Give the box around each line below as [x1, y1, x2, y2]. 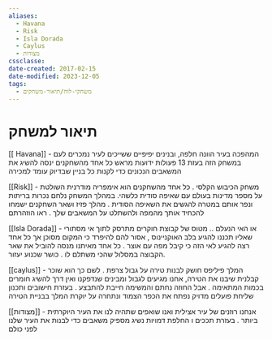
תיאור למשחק [8, 123, 97, 140]
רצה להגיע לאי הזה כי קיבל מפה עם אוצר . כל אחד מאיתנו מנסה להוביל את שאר [8, 241, 250, 251]
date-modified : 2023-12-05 [8, 72, 100, 80]
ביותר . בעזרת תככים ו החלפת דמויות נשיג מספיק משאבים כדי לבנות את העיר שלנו [8, 316, 258, 325]
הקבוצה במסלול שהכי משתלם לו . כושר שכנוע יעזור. [8, 249, 166, 260]
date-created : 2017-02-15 [8, 65, 96, 73]
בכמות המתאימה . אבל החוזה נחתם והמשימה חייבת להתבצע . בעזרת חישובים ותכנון [8, 282, 264, 292]
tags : [8, 80, 27, 88]
